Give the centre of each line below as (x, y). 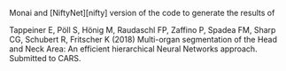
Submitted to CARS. (45, 58)
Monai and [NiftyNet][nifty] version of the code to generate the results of (142, 13)
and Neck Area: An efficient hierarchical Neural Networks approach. (134, 49)
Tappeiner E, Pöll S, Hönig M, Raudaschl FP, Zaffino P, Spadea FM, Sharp (143, 30)
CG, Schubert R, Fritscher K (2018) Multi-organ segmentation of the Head (143, 39)
